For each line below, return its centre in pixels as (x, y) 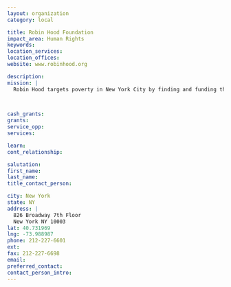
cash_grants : (26, 114)
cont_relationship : (35, 152)
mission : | (23, 83)
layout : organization (38, 13)
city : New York (29, 196)
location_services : (35, 51)
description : (26, 76)
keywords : (21, 45)
